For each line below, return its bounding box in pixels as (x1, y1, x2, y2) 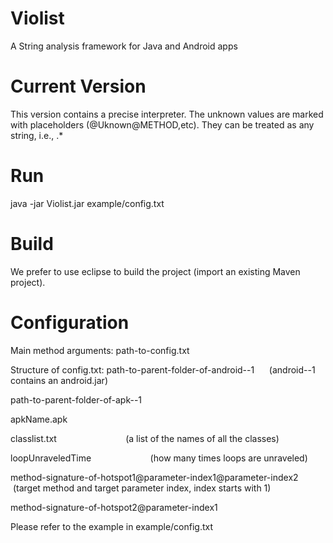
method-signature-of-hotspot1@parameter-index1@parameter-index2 (10, 471, 299, 483)
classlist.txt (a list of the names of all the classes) (10, 432, 280, 444)
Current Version (10, 75, 147, 98)
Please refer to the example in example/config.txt (10, 520, 214, 532)
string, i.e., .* (10, 129, 64, 141)
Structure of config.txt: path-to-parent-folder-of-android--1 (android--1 (10, 363, 316, 376)
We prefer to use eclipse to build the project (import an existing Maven (10, 265, 301, 277)
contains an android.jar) (10, 374, 108, 386)
